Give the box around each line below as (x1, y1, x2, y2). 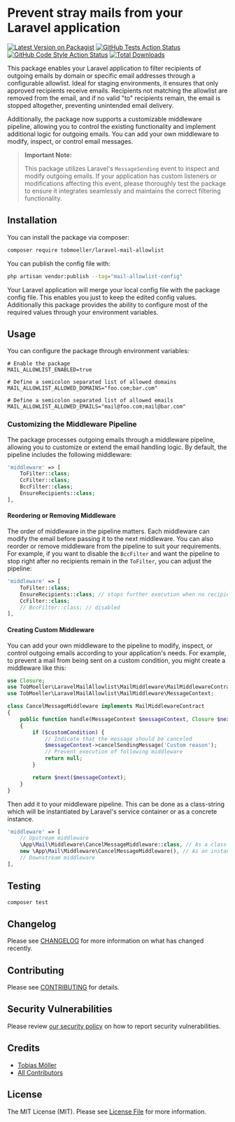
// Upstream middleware (20, 835, 90, 842)
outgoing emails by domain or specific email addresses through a (7, 71, 196, 80)
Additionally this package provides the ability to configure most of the (7, 300, 208, 309)
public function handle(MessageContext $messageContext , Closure (20, 716, 215, 723)
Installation (7, 214, 57, 226)
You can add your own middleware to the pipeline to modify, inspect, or (7, 641, 213, 650)
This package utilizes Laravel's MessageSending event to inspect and (24, 164, 220, 172)
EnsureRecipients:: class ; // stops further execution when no (20, 591, 205, 598)
